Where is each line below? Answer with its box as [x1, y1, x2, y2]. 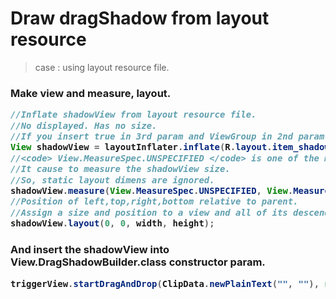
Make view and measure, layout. [10, 86, 172, 100]
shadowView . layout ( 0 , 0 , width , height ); [10, 218, 215, 229]
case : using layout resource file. [34, 61, 170, 73]
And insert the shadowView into [10, 243, 170, 257]
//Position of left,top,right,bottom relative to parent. [10, 196, 299, 207]
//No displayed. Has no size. [10, 120, 158, 131]
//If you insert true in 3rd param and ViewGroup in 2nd [10, 131, 294, 142]
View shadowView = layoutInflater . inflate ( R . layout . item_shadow [10, 142, 330, 153]
